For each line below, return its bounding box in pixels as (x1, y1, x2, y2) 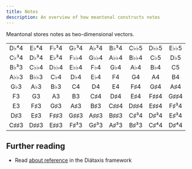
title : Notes (6, 8, 39, 15)
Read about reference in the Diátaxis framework (14, 157, 132, 164)
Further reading (6, 141, 65, 151)
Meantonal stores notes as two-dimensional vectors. (6, 30, 135, 37)
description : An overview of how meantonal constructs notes (6, 14, 161, 20)
